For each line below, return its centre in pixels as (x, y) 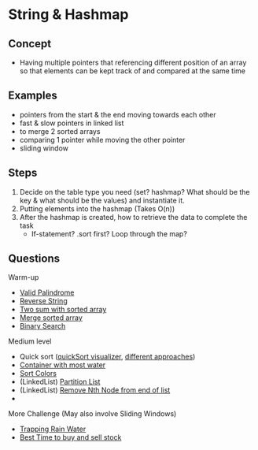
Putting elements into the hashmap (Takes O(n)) (97, 208)
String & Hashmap (68, 15)
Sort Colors (38, 374)
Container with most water (63, 365)
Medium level (30, 341)
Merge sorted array (51, 318)
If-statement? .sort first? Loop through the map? (109, 233)
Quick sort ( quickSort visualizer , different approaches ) (107, 357)
